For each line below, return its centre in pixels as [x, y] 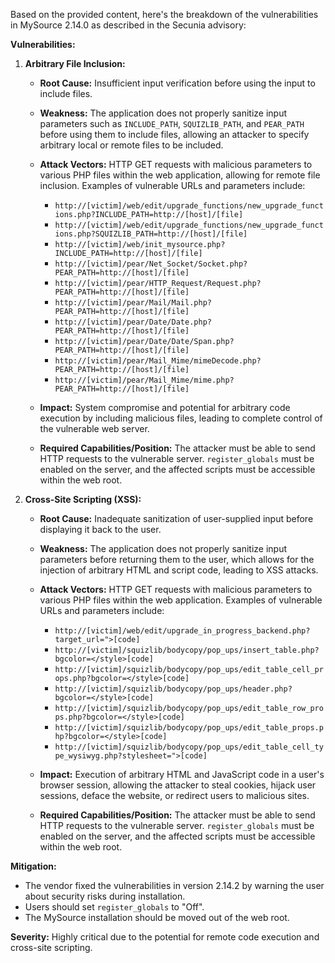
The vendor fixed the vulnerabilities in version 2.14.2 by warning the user [174, 885]
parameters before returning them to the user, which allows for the [177, 559]
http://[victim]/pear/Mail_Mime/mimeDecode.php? [158, 361]
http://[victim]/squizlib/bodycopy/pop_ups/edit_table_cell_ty [189, 747]
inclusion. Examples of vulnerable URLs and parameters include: [172, 185]
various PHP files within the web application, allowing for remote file [180, 175]
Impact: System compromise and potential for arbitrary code [165, 407]
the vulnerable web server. [94, 428]
